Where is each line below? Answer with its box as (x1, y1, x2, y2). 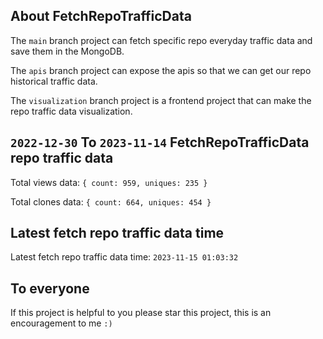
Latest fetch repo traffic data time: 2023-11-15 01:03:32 (10, 251, 239, 263)
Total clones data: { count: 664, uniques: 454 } (10, 195, 212, 208)
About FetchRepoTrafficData (10, 8, 192, 25)
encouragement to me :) (10, 317, 113, 329)
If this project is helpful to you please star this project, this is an (10, 307, 272, 319)
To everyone (10, 280, 90, 297)
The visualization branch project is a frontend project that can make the (10, 94, 312, 106)
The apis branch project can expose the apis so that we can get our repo (10, 64, 312, 76)
